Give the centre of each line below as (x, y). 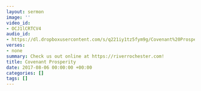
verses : (16, 45)
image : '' (19, 17)
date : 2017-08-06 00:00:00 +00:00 (49, 67)
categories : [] (25, 73)
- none (14, 51)
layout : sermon (25, 12)
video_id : (19, 23)
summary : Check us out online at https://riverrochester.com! (85, 56)
